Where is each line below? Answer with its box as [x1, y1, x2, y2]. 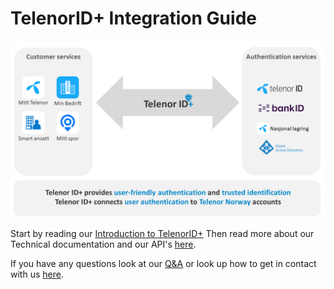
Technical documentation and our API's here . [10, 238, 197, 251]
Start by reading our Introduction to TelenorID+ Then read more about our [10, 228, 315, 240]
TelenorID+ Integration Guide [10, 7, 257, 30]
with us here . [10, 268, 64, 281]
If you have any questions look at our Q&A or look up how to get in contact [10, 258, 317, 270]
